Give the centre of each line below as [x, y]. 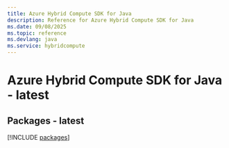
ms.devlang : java [32, 40]
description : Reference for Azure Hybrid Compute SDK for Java [101, 20]
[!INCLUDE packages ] [39, 137]
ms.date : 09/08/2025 [37, 26]
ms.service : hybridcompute [46, 46]
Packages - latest [46, 121]
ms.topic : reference [37, 33]
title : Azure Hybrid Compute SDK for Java [69, 14]
